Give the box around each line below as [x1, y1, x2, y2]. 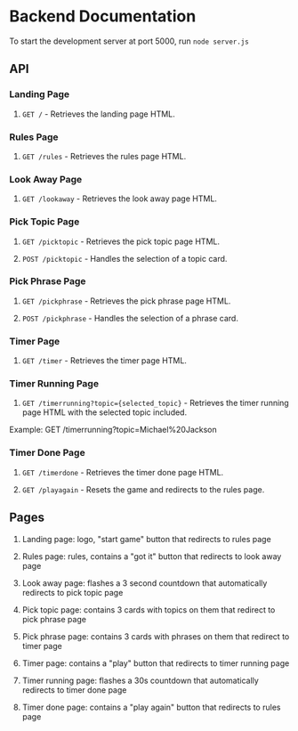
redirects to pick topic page [21, 587, 124, 597]
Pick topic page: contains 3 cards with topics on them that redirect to [21, 604, 276, 615]
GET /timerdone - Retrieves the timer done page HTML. [21, 467, 224, 477]
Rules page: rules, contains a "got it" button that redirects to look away [21, 550, 282, 562]
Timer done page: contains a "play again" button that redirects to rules [21, 702, 281, 712]
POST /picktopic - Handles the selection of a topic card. [21, 253, 228, 264]
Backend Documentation [9, 6, 197, 27]
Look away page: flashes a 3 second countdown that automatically [21, 577, 268, 589]
